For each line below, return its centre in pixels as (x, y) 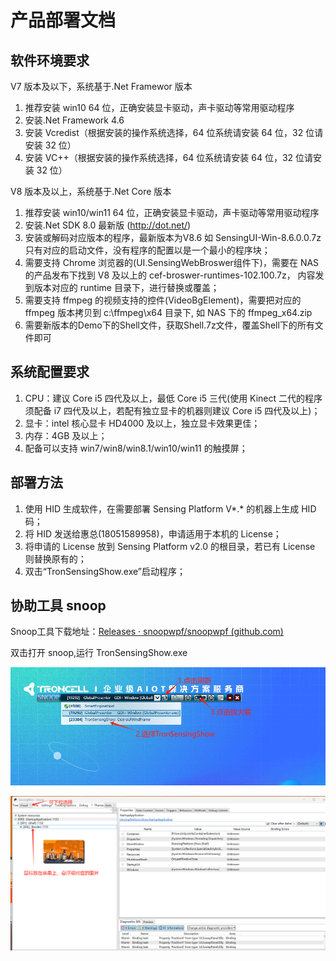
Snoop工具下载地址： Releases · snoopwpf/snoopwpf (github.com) (147, 632)
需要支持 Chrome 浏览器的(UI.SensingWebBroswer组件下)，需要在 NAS (172, 262)
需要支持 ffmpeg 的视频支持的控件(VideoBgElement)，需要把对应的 (163, 300)
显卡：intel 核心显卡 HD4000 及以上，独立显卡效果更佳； (142, 423)
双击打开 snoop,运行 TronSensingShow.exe (99, 653)
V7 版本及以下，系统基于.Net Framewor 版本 (101, 86)
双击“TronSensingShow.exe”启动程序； (105, 571)
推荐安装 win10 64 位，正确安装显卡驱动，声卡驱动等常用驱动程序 (159, 107)
